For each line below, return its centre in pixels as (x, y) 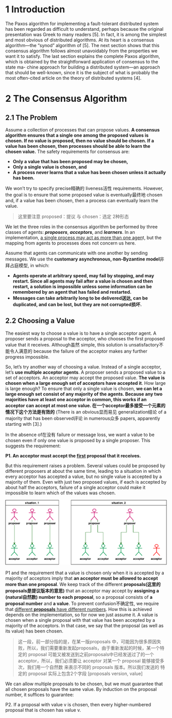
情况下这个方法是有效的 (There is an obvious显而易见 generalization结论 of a (86, 412)
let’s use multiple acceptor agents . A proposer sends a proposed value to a (85, 372)
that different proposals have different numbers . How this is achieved (79, 609)
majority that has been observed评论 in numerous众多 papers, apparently (83, 418)
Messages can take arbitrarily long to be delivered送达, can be (80, 298)
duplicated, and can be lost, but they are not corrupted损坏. (77, 304)
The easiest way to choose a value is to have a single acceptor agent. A (81, 333)
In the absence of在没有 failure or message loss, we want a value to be (80, 434)
